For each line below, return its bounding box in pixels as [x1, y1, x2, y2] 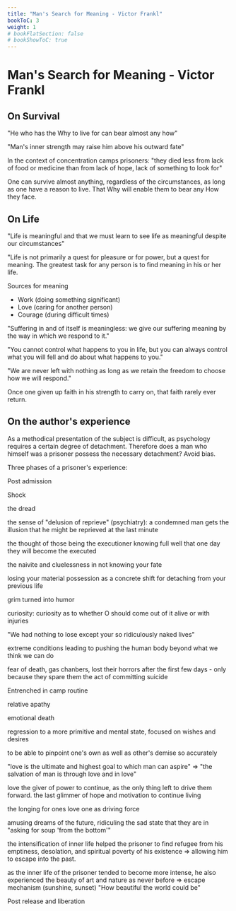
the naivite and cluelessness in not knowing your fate [7, 560, 163, 569]
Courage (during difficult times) [17, 310, 110, 319]
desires [7, 734, 30, 743]
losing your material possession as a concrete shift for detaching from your [7, 574, 226, 582]
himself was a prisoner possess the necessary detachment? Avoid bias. [7, 449, 216, 458]
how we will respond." [7, 374, 72, 382]
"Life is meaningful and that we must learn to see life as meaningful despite [7, 231, 227, 240]
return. [7, 395, 27, 404]
